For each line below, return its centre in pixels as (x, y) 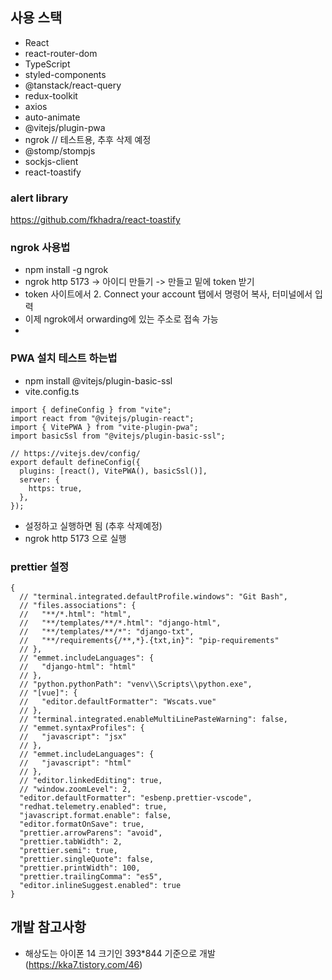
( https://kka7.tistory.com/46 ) (83, 964)
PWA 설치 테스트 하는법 (64, 358)
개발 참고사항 (48, 927)
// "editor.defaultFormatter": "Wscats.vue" (118, 702)
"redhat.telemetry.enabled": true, (93, 807)
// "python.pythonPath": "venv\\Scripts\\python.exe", (136, 684)
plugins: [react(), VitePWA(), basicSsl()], (113, 471)
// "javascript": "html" (75, 763)
